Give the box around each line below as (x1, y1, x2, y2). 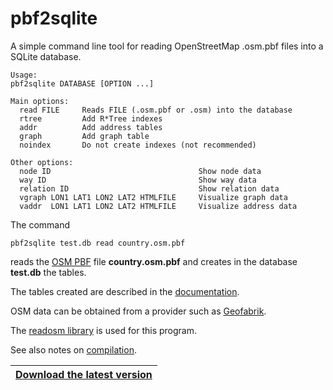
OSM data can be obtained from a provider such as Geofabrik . (10, 305, 267, 317)
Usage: (10, 70, 38, 80)
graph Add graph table (19, 131, 150, 141)
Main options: (10, 96, 70, 106)
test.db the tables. (10, 266, 87, 278)
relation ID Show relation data (19, 183, 280, 194)
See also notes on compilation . (10, 343, 137, 356)
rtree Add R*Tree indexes (19, 113, 163, 124)
